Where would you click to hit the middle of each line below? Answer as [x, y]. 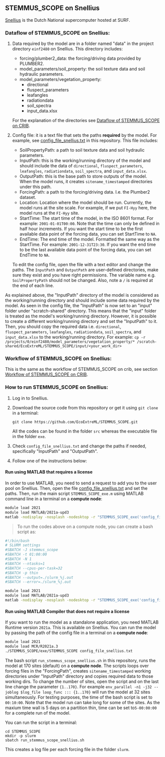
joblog [12, 692]
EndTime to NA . [35, 255]
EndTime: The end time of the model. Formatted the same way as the [89, 239]
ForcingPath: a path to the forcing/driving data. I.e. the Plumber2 [85, 192]
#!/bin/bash [17, 541]
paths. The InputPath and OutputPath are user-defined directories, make [85, 270]
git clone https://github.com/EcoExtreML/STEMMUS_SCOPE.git [75, 422]
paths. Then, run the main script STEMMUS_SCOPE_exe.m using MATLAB [74, 493]
